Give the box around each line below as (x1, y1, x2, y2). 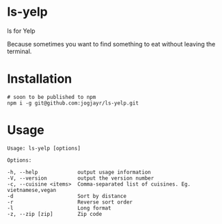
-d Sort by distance (7, 193, 127, 199)
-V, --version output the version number (7, 175, 154, 182)
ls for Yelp (7, 27, 36, 35)
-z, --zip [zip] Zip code (7, 210, 102, 217)
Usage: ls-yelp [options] (7, 145, 81, 152)
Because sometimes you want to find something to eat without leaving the (7, 40, 216, 48)
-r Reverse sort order (7, 199, 133, 206)
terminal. (7, 47, 32, 55)
